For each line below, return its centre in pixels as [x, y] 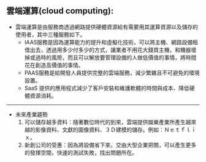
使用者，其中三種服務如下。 [50, 34]
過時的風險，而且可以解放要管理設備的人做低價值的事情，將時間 [116, 57]
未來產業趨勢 [31, 114]
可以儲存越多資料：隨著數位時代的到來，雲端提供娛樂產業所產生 [105, 122]
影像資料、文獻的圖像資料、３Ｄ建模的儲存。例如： [100, 130]
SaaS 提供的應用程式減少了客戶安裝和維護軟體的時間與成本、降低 [107, 88]
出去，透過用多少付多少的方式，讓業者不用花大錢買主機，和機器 [110, 50]
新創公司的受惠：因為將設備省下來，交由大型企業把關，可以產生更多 [110, 145]
